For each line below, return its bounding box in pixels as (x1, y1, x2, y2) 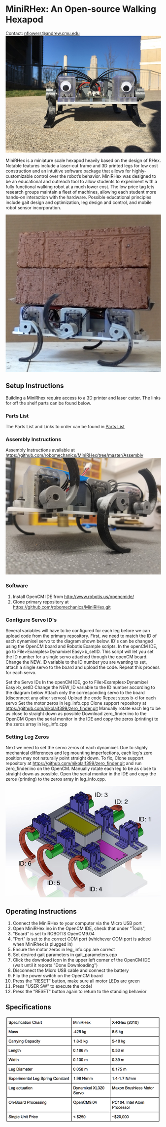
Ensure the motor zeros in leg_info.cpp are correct (12, 947, 115, 953)
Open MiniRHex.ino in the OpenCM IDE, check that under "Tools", (12, 926, 146, 931)
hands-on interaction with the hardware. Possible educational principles (5, 194, 152, 200)
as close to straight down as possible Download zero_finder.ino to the (5, 710, 147, 717)
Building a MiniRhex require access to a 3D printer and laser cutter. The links (5, 395, 161, 401)
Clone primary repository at (12, 599, 69, 604)
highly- (132, 168, 147, 174)
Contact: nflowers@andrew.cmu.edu (5, 30, 80, 36)
